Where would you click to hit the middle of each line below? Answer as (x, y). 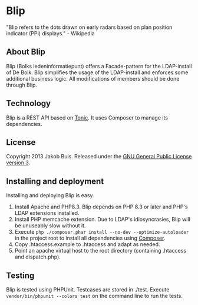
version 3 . (18, 163)
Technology (29, 103)
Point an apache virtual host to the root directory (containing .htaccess (100, 251)
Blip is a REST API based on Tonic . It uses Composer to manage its (87, 117)
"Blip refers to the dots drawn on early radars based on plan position (89, 27)
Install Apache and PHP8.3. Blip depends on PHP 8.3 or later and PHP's (101, 207)
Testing (20, 275)
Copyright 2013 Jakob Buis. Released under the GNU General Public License (99, 157)
